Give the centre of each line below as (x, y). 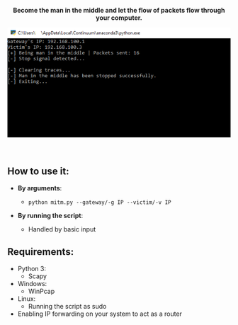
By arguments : (40, 188)
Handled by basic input (62, 229)
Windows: (32, 283)
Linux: (27, 298)
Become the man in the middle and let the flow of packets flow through (119, 10)
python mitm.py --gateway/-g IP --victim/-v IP (100, 203)
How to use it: (38, 171)
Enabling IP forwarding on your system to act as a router (100, 314)
